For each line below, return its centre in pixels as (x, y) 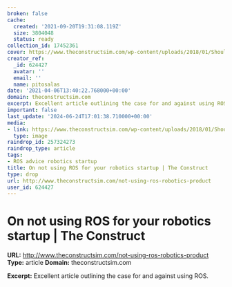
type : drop (23, 174)
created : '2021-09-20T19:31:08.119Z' (68, 26)
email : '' (27, 78)
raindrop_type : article (41, 149)
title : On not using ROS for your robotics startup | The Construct (108, 168)
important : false (32, 110)
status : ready (33, 39)
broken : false (28, 13)
